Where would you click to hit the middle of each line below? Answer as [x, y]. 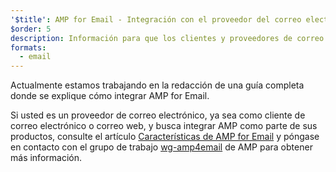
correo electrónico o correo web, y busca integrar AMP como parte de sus [164, 126]
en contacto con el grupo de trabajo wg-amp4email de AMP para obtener [161, 147]
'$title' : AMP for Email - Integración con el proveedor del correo [156, 19]
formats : [28, 47]
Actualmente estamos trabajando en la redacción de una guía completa [157, 85]
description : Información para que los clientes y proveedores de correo [167, 38]
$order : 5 [31, 29]
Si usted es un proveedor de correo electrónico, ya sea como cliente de [158, 115]
